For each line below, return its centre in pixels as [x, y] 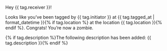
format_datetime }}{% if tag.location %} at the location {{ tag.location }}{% [84, 22]
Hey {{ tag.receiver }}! [29, 7]
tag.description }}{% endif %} [37, 43]
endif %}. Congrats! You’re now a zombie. [49, 28]
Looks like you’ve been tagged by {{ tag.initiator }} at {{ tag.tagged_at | [80, 17]
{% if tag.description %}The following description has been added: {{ [78, 38]
